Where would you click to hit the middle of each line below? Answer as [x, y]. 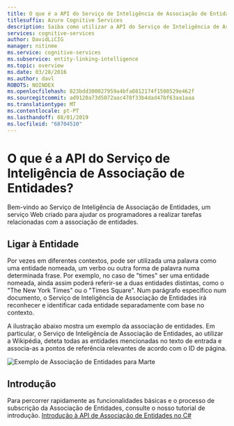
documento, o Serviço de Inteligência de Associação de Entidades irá [107, 298]
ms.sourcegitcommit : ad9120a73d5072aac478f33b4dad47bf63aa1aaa [101, 98]
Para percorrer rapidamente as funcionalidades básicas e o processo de [111, 401]
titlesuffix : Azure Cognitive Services [65, 20]
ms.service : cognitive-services [54, 53]
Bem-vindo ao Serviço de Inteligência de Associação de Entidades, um [109, 207]
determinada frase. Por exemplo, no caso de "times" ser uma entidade [108, 275]
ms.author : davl [31, 78]
